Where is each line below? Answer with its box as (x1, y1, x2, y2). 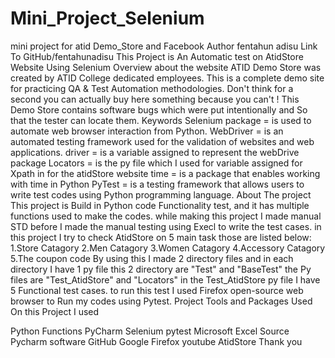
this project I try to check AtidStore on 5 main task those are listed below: (10, 231, 312, 243)
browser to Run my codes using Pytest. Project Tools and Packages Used (10, 295, 313, 307)
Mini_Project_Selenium (10, 7, 205, 30)
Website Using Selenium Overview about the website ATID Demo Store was (10, 61, 322, 73)
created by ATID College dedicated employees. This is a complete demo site (10, 72, 325, 84)
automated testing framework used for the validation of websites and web (10, 135, 315, 147)
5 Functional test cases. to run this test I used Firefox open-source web (10, 284, 304, 296)
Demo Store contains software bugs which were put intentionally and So (10, 103, 308, 116)
